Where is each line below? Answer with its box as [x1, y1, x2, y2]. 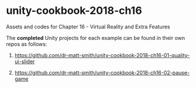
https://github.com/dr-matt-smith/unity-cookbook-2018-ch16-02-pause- [14, 69, 190, 76]
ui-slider [14, 58, 35, 65]
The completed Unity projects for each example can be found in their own [6, 34, 185, 41]
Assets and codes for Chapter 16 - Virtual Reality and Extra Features [6, 23, 171, 30]
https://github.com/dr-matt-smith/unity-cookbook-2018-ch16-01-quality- [14, 52, 190, 58]
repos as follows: [6, 41, 47, 47]
